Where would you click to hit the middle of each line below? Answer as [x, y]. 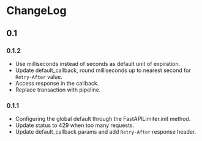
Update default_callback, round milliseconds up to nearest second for [103, 70]
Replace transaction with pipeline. [58, 90]
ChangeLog [36, 11]
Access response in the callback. [57, 83]
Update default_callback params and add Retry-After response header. [106, 132]
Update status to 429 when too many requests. [75, 125]
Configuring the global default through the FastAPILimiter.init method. [103, 119]
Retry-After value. [39, 76]
